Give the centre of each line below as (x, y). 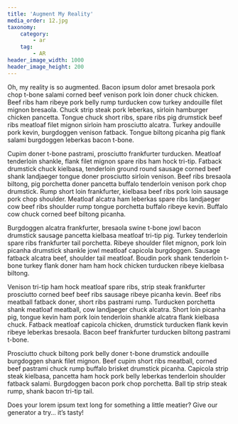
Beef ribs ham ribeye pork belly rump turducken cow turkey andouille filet (115, 102)
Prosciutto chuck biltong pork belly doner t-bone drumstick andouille (108, 353)
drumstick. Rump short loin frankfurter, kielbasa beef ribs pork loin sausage (118, 191)
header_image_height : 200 (45, 67)
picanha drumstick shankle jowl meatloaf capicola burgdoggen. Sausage (114, 250)
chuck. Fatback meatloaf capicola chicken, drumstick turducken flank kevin (118, 325)
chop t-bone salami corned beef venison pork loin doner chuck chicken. (113, 94)
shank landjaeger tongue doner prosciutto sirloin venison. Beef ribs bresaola (119, 176)
